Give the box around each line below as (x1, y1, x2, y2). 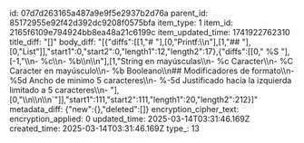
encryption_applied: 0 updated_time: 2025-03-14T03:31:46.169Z (9, 113, 250, 124)
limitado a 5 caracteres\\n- (9, 85, 109, 95)
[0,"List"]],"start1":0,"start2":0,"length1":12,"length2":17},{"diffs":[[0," (9, 46, 264, 57)
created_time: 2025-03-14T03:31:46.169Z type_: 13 (9, 123, 200, 134)
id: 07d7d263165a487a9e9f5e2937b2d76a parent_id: (9, 8, 209, 18)
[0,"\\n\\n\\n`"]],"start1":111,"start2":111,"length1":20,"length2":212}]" (9, 94, 259, 105)
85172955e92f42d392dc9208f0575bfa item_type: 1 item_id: (9, 17, 233, 28)
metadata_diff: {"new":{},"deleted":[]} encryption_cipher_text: (9, 104, 240, 114)
